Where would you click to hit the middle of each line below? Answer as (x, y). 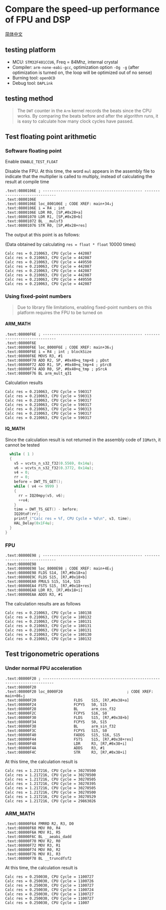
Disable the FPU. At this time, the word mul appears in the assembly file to (80, 171)
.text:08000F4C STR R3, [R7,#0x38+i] (66, 752)
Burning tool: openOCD (34, 77)
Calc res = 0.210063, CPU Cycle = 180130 (48, 635)
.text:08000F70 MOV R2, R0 (33, 841)
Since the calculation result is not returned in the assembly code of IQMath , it (83, 440)
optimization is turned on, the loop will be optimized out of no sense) (82, 72)
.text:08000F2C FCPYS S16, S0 (56, 713)
